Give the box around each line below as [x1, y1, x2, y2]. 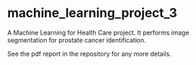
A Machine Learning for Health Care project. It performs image [7, 28, 190, 37]
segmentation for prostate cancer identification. [7, 35, 146, 44]
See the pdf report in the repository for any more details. [7, 49, 171, 58]
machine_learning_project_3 [7, 5, 178, 21]
